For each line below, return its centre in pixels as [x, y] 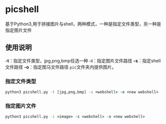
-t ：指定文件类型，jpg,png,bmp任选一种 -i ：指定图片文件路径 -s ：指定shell [83, 60]
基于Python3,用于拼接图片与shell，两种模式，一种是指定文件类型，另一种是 [83, 24]
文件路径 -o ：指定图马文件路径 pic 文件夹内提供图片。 [61, 67]
